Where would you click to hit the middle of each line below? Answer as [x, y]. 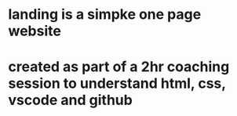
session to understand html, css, [117, 83]
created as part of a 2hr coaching [119, 67]
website [35, 31]
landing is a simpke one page [105, 14]
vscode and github [71, 100]
